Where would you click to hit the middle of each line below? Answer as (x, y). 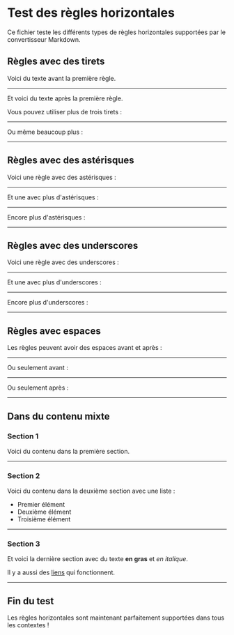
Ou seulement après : (38, 388)
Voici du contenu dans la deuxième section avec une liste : (91, 491)
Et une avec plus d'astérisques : (53, 197)
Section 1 (23, 436)
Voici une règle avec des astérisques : (62, 177)
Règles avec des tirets (56, 62)
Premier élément (41, 505)
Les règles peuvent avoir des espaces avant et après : (85, 348)
